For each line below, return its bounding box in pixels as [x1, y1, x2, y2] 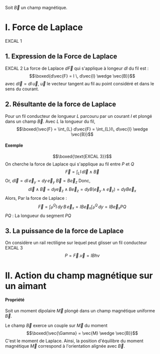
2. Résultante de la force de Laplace [5, 100, 116, 109]
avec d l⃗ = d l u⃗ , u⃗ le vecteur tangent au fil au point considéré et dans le [5, 81, 154, 86]
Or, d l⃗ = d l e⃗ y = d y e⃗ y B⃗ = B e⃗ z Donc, [5, 177, 91, 185]
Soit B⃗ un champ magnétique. [5, 5, 68, 10]
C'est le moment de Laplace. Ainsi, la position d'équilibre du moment [5, 338, 143, 344]
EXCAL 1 [5, 38, 22, 44]
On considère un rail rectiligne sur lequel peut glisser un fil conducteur [5, 240, 147, 245]
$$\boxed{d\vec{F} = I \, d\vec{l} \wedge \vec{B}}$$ [29, 73, 136, 79]
